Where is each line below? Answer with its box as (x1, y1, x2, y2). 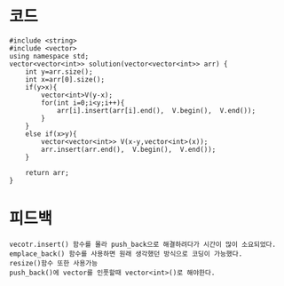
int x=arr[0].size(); (25, 75, 105, 83)
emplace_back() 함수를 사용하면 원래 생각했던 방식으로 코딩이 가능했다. (9, 249, 243, 258)
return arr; (25, 168, 69, 177)
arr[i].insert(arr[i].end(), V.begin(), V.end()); (56, 106, 256, 115)
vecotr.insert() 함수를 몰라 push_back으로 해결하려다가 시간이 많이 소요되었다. (9, 240, 277, 249)
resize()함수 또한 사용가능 (9, 258, 99, 267)
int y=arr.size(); (25, 67, 93, 76)
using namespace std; (9, 52, 90, 60)
